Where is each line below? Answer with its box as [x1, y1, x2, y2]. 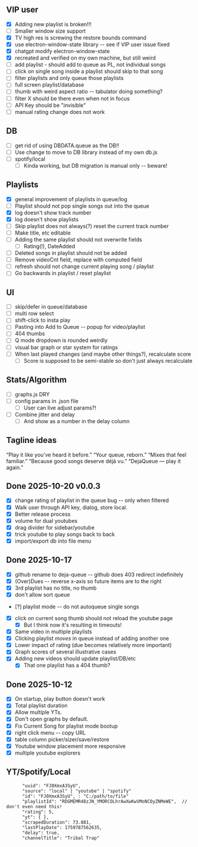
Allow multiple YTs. [14, 709, 62, 716]
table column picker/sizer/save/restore [14, 735, 110, 743]
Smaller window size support [14, 27, 86, 35]
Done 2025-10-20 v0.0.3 [6, 481, 101, 491]
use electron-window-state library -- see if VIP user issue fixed [14, 41, 170, 48]
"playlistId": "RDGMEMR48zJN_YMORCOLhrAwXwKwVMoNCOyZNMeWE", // [21, 798, 187, 805]
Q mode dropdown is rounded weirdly [14, 337, 108, 344]
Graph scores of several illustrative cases [14, 648, 117, 655]
